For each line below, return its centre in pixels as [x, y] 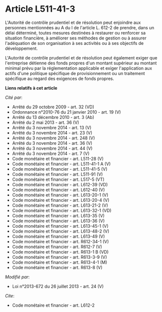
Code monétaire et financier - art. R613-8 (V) [57, 267]
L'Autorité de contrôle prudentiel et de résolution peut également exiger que [81, 58]
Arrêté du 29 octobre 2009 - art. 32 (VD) [53, 107]
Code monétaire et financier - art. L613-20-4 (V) [61, 200]
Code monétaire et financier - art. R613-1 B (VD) [60, 252]
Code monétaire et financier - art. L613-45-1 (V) [60, 226]
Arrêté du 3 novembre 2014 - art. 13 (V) [52, 127]
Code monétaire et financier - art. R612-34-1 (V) [60, 241]
